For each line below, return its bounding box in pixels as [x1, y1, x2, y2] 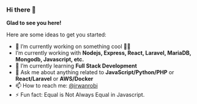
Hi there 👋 [6, 5, 37, 14]
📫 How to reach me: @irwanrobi [15, 82, 98, 89]
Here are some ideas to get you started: [6, 31, 107, 38]
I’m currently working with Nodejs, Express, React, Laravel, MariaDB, [15, 49, 191, 57]
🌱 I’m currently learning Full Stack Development [15, 62, 138, 69]
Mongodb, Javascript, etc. [15, 56, 84, 63]
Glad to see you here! [6, 19, 62, 27]
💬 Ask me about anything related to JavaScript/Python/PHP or [15, 69, 174, 76]
